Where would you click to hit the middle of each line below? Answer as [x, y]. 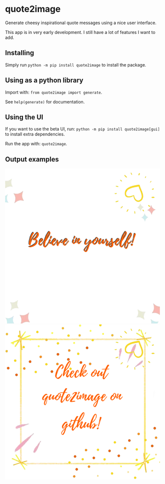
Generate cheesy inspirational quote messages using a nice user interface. [81, 23]
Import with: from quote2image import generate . [54, 92]
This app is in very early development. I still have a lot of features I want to [80, 32]
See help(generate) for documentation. [45, 101]
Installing [20, 53]
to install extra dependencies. [35, 134]
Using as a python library [44, 81]
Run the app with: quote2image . [36, 144]
